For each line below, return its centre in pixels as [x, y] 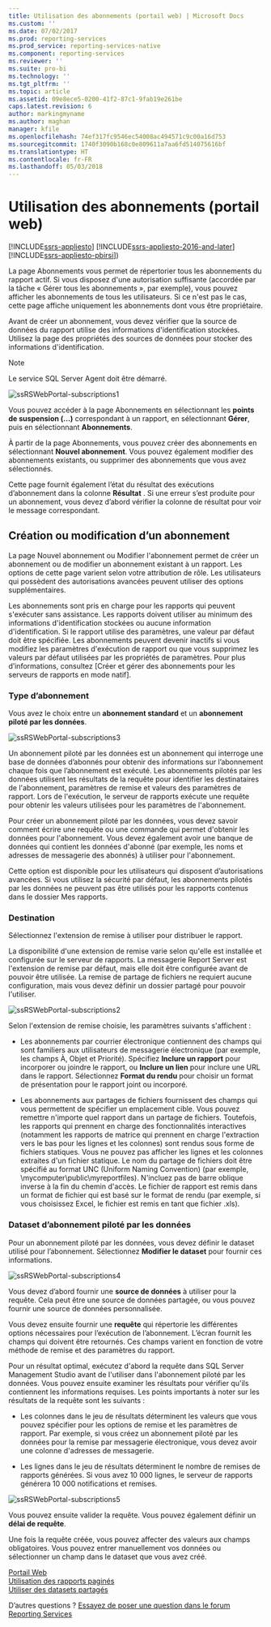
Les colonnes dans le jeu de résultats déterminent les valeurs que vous [138, 1416]
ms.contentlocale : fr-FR [50, 159]
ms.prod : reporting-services [57, 39]
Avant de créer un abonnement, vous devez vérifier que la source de [123, 321]
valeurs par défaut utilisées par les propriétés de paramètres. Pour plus [127, 657]
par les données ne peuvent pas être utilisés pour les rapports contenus [128, 889]
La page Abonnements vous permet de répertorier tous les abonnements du [135, 271]
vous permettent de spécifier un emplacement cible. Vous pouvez [130, 1109]
